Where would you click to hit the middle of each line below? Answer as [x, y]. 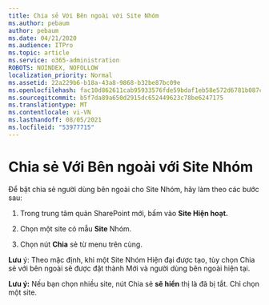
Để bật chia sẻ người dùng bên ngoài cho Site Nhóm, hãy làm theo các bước [134, 189]
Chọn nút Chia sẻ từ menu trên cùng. [81, 244]
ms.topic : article [39, 53]
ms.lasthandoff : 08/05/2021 [55, 120]
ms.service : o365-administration [64, 61]
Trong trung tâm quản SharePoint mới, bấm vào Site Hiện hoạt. [124, 213]
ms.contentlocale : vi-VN [50, 113]
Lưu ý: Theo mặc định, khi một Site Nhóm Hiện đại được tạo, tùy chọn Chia [132, 259]
